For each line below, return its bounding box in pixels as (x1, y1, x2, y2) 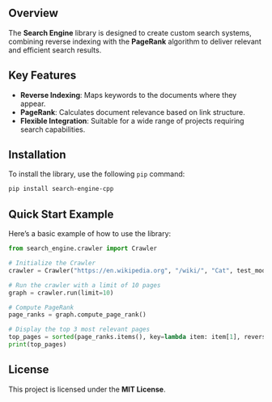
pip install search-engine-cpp (8, 185, 114, 193)
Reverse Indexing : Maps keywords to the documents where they (19, 90, 237, 99)
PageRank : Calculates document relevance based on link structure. (19, 107, 245, 116)
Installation (8, 148, 66, 162)
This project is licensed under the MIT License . (8, 384, 166, 394)
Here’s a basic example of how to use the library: (8, 229, 172, 239)
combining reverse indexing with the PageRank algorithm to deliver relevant (8, 36, 261, 46)
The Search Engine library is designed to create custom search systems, (8, 28, 253, 37)
